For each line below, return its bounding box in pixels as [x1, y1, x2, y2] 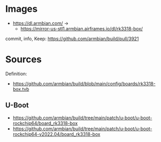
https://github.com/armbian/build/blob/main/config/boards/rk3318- [12, 80, 156, 86]
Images [5, 3, 38, 15]
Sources [5, 54, 42, 65]
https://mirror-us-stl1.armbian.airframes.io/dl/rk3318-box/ [20, 25, 143, 31]
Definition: [5, 70, 27, 77]
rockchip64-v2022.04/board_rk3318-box [12, 131, 100, 137]
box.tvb [12, 86, 29, 92]
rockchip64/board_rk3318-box [12, 120, 78, 126]
